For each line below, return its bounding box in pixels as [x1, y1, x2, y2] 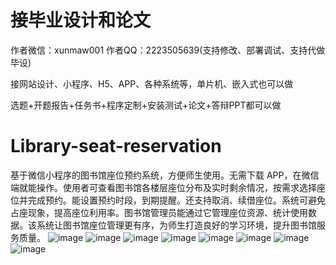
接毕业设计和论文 [10, 9, 152, 32]
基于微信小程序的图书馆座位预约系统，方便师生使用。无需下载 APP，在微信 [10, 169, 320, 181]
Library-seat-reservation [10, 135, 222, 158]
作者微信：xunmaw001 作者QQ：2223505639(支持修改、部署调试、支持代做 [10, 44, 326, 56]
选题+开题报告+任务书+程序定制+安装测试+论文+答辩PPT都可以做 [10, 99, 282, 111]
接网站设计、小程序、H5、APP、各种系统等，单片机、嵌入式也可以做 [10, 77, 294, 90]
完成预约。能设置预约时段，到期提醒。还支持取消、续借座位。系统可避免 [27, 194, 326, 206]
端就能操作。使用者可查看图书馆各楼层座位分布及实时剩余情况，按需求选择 [10, 181, 317, 193]
